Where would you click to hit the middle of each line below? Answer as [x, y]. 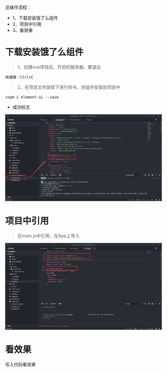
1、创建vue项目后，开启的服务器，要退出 [59, 67]
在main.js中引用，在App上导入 [48, 236]
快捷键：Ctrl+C [19, 77]
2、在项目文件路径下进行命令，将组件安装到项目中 [69, 87]
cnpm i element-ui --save [32, 97]
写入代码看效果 [20, 364]
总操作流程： [18, 7]
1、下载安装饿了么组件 [35, 18]
